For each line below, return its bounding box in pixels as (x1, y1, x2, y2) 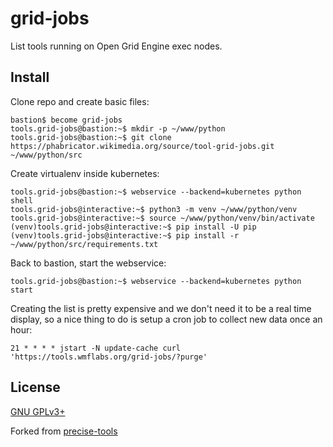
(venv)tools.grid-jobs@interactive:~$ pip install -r (10, 230, 240, 241)
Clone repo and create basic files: (10, 95, 150, 107)
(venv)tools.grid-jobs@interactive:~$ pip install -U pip (10, 222, 257, 232)
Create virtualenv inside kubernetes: (10, 167, 160, 179)
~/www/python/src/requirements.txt (10, 239, 159, 249)
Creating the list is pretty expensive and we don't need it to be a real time (10, 302, 312, 314)
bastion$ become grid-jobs (10, 115, 123, 125)
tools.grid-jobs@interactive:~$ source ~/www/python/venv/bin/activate (10, 213, 315, 223)
